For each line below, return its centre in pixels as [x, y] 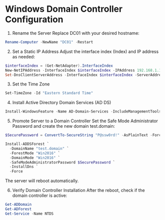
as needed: [24, 56]
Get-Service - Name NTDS [29, 214]
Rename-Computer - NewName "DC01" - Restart [49, 42]
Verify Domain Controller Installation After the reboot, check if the [78, 191]
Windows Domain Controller [64, 9]
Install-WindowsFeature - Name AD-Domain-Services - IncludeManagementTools [83, 111]
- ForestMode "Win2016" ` [35, 153]
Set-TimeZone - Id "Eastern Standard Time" [49, 93]
